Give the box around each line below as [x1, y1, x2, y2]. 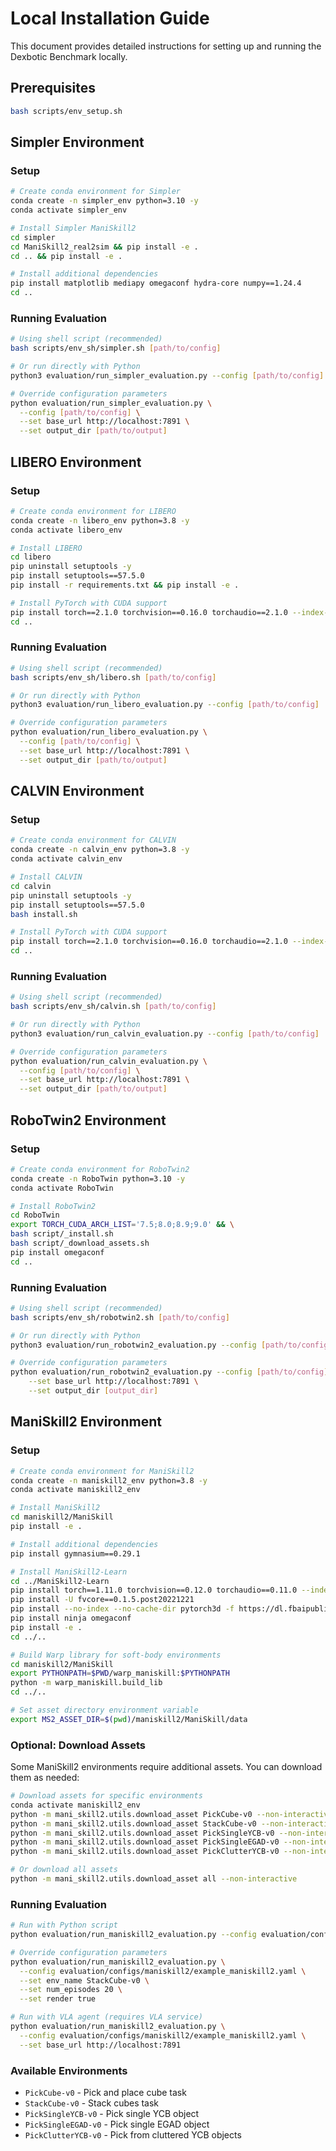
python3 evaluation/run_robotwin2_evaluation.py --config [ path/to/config [10, 1340, 329, 1350]
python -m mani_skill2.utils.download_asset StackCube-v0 [10, 1818, 257, 1829]
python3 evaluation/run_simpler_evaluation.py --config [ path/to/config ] [10, 370, 325, 381]
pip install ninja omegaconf [10, 1613, 132, 1623]
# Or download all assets [10, 1865, 118, 1875]
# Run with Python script [10, 1920, 118, 1931]
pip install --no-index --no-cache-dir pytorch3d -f [10, 1604, 235, 1614]
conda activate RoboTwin [10, 1183, 114, 1193]
